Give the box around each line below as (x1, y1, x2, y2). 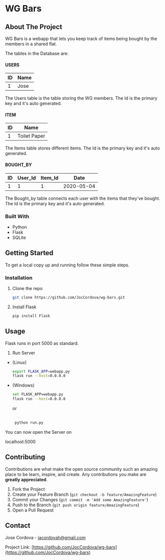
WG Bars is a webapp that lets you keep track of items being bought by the (5, 36, 158, 41)
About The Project (5, 23, 63, 31)
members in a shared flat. (5, 41, 57, 47)
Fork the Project (12, 486, 45, 492)
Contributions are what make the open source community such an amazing (5, 466, 158, 472)
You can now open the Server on (5, 429, 72, 435)
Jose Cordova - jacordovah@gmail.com (5, 534, 86, 540)
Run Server (12, 350, 35, 356)
